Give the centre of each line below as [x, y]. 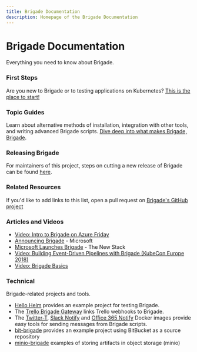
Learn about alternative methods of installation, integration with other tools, [97, 125]
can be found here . [29, 172]
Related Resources [34, 187]
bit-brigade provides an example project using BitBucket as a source [98, 330]
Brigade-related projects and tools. [49, 294]
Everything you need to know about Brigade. [60, 62]
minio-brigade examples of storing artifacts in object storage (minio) [97, 343]
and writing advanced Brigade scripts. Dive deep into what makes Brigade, [96, 131]
